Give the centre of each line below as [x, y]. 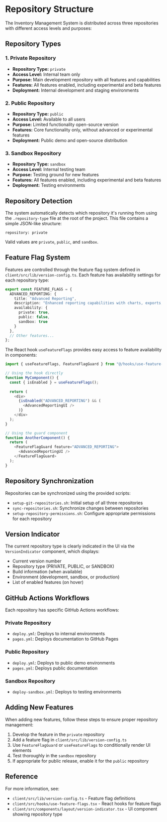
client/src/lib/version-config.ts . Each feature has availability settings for [83, 274]
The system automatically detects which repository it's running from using [81, 213]
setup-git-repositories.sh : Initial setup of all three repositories [78, 503]
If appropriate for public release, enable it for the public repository [81, 761]
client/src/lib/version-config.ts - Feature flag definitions [74, 798]
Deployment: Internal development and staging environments [76, 90]
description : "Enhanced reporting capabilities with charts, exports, [89, 303]
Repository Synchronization [49, 481]
